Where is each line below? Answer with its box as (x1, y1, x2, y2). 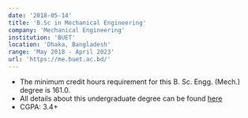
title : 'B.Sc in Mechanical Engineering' (8, 19, 147, 27)
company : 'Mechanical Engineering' (8, 26, 126, 34)
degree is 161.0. (19, 85, 71, 94)
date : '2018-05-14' (8, 11, 73, 20)
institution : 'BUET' (8, 33, 77, 42)
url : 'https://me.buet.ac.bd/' (8, 56, 111, 64)
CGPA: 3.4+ (19, 101, 58, 111)
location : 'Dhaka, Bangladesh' (8, 41, 111, 49)
